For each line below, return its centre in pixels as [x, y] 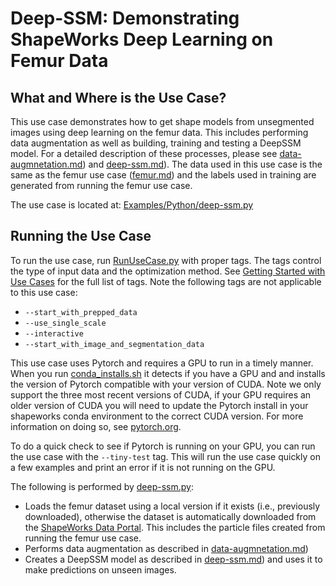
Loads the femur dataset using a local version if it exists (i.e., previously [172, 506]
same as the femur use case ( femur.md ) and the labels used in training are [163, 175]
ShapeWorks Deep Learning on [142, 39]
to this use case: [44, 292]
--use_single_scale [65, 323]
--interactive [54, 333]
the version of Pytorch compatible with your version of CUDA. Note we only [166, 384]
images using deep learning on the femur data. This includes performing [159, 132]
